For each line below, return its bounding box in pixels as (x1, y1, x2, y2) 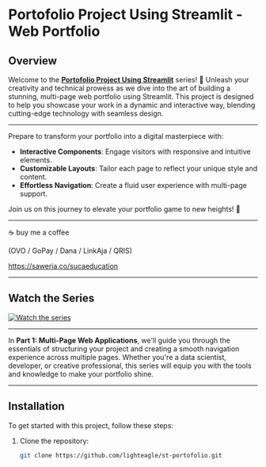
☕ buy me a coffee (8, 228, 70, 237)
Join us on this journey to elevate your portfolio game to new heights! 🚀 (8, 205, 241, 213)
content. (19, 172, 47, 182)
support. (19, 189, 48, 198)
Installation (8, 400, 65, 413)
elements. (19, 155, 53, 164)
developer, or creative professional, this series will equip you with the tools (8, 361, 252, 370)
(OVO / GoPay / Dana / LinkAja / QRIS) (8, 246, 133, 255)
